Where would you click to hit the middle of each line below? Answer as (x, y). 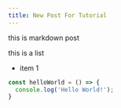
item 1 (29, 68)
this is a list (26, 52)
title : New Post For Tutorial (58, 15)
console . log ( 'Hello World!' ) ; (64, 90)
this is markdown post (44, 38)
